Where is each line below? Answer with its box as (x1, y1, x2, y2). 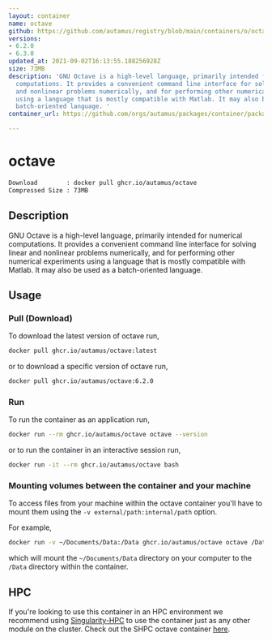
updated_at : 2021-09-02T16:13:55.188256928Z (8, 58, 161, 66)
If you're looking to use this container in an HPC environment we (8, 606, 223, 617)
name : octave (8, 19, 53, 28)
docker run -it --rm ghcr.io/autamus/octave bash (8, 461, 180, 469)
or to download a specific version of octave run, (8, 362, 168, 372)
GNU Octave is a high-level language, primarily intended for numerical (8, 230, 243, 240)
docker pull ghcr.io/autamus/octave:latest (8, 346, 158, 355)
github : (8, 27, 35, 35)
